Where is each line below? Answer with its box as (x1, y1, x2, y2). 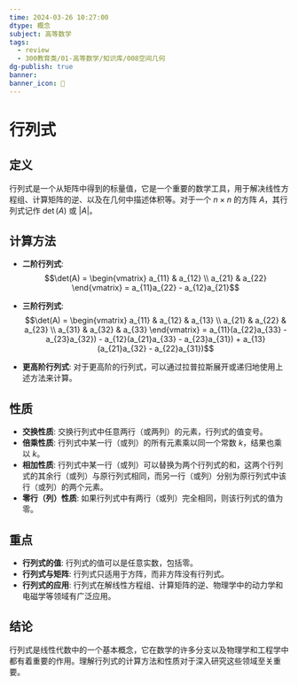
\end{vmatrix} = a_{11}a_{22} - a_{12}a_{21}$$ (71, 283, 239, 293)
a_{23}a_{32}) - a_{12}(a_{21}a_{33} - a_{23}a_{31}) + (45, 334, 241, 345)
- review (17, 46, 50, 55)
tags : (9, 37, 29, 47)
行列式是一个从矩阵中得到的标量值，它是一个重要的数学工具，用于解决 (9, 183, 266, 193)
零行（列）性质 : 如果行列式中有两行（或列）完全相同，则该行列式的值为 (21, 493, 284, 503)
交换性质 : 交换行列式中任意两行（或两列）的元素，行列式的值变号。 (21, 426, 268, 437)
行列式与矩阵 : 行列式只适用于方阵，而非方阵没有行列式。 (21, 569, 229, 580)
